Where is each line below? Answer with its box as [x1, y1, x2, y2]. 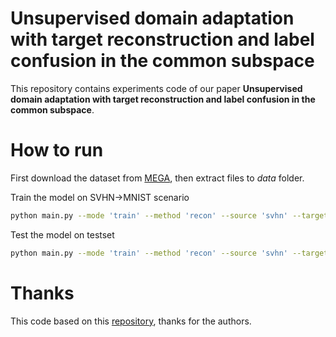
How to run [10, 139, 104, 162]
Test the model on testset [10, 228, 115, 241]
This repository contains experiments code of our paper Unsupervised [10, 82, 303, 94]
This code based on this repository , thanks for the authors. [10, 315, 252, 327]
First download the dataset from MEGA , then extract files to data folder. [10, 172, 305, 184]
